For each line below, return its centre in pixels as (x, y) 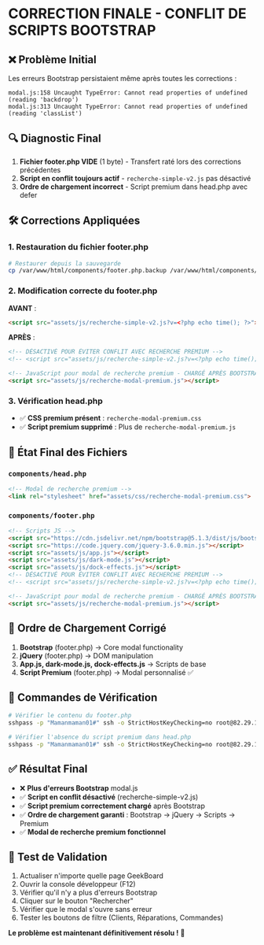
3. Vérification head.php (56, 401)
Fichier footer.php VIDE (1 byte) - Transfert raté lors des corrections (130, 161)
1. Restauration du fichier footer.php (79, 247)
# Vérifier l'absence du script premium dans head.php (100, 737)
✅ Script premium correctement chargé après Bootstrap (112, 806)
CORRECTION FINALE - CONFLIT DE (127, 14)
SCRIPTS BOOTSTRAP (82, 30)
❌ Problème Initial (52, 59)
